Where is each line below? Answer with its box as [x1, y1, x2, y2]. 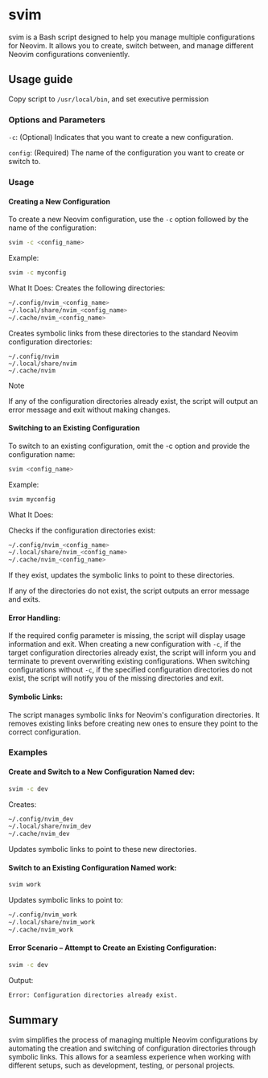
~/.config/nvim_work [8, 911, 78, 919]
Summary [8, 1014, 59, 1027]
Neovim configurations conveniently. [8, 49, 130, 59]
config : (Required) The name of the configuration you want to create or [8, 148, 245, 158]
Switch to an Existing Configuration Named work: [8, 862, 177, 872]
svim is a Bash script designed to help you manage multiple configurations [8, 32, 256, 42]
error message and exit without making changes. [8, 405, 171, 414]
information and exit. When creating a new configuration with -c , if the [8, 640, 241, 649]
